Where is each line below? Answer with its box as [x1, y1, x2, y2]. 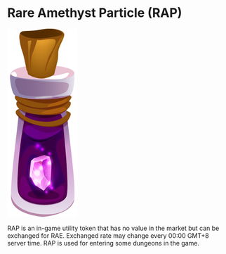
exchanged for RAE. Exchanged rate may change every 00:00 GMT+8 [7, 231, 209, 240]
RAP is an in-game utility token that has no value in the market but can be [7, 224, 220, 232]
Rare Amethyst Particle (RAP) [7, 5, 182, 21]
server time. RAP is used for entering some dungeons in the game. [7, 239, 200, 247]
